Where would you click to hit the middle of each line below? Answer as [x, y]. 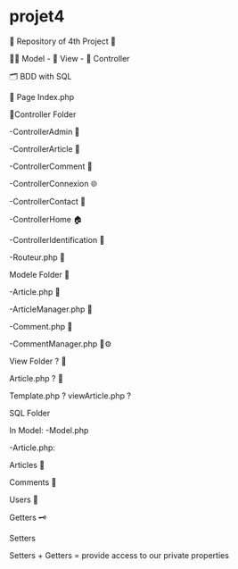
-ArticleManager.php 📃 [51, 309]
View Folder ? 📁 [38, 361]
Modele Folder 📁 [39, 274]
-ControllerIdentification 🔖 [57, 239]
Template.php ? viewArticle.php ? [70, 396]
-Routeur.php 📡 [37, 257]
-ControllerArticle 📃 [45, 148]
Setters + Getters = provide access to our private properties [119, 555]
